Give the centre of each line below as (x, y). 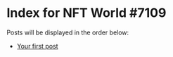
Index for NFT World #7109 (86, 13)
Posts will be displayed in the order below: (68, 32)
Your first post (37, 46)
